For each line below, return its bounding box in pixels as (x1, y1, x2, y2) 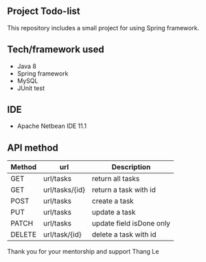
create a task (91, 196, 134, 206)
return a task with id (91, 185, 157, 195)
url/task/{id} (43, 230, 82, 239)
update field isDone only (91, 219, 170, 228)
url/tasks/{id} (43, 185, 86, 195)
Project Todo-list (7, 6, 80, 17)
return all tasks (91, 174, 140, 184)
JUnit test (16, 84, 45, 92)
